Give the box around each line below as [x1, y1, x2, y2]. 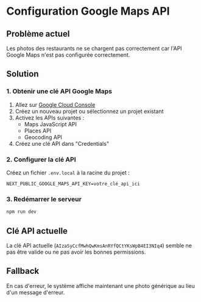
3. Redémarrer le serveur [6, 195, 82, 203]
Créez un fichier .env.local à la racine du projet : [6, 169, 130, 176]
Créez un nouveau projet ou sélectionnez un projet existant [15, 107, 164, 115]
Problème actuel [6, 29, 70, 39]
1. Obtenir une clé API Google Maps [6, 87, 113, 96]
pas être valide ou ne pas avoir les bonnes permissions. [6, 248, 146, 256]
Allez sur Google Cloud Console [15, 101, 96, 108]
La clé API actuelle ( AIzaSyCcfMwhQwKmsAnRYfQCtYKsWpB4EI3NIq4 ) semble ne [6, 242, 192, 249]
